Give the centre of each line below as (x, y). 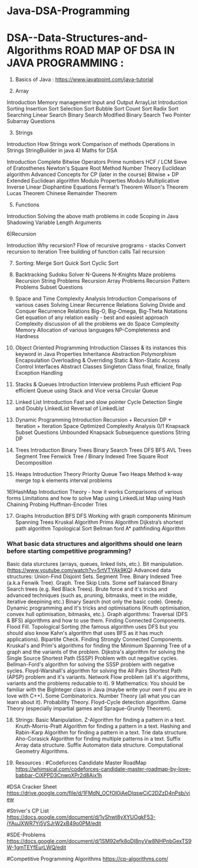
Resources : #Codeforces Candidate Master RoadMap (81, 763)
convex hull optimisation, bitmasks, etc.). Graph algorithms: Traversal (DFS (97, 614)
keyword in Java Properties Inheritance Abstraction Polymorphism (95, 354)
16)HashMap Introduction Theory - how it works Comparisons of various (95, 492)
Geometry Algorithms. (42, 752)
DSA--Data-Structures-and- (77, 38)
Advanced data (153, 570)
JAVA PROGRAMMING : (65, 63)
